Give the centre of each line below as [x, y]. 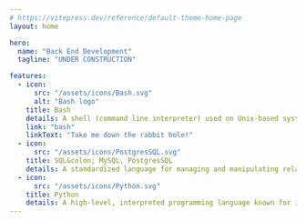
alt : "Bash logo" [66, 101]
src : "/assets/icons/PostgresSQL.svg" [107, 152]
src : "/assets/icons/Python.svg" [97, 186]
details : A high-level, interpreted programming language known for [158, 203]
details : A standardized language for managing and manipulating [153, 169]
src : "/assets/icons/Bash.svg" [93, 93]
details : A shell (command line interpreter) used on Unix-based [153, 118]
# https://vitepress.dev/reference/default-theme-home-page [126, 18]
